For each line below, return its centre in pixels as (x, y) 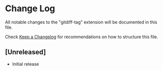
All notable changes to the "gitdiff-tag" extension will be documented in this (81, 22)
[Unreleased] (26, 52)
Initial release (25, 64)
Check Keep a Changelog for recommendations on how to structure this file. (82, 37)
